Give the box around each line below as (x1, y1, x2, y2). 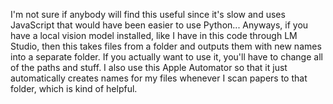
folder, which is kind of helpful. (10, 83, 138, 94)
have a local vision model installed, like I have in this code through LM (10, 30, 298, 41)
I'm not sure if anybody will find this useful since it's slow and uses (10, 9, 286, 20)
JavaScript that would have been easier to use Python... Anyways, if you (10, 19, 309, 31)
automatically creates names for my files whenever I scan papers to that (10, 72, 308, 84)
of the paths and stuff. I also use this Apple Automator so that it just (10, 62, 288, 73)
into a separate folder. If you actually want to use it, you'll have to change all (10, 51, 323, 63)
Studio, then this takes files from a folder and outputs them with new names (10, 40, 322, 52)
